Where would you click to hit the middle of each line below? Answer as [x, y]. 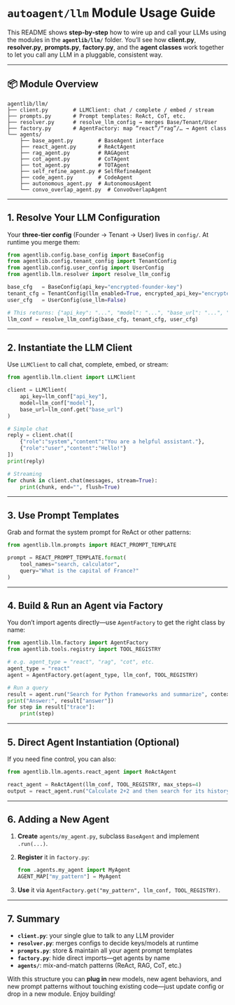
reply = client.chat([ [40, 435]
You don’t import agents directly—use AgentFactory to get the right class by [116, 622]
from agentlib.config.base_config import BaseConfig [86, 255]
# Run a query [28, 688]
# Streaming [24, 474]
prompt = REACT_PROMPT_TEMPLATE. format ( [67, 558]
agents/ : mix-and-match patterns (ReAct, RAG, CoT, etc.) [99, 965]
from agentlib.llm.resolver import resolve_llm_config [89, 275]
